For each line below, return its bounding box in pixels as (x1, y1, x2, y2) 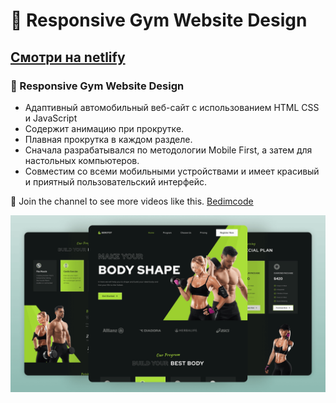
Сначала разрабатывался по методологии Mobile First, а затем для (24, 144, 313, 156)
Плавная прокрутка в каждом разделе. (24, 133, 193, 145)
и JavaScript (24, 112, 78, 124)
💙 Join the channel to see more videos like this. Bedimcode (10, 195, 254, 207)
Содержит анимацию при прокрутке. (24, 122, 185, 134)
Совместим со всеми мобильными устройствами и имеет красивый (24, 165, 320, 177)
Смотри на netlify (10, 49, 126, 66)
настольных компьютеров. (24, 154, 140, 166)
